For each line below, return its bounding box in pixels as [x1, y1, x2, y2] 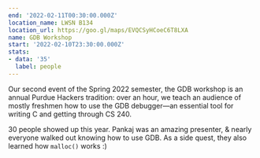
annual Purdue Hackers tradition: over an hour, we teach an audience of [8, 92, 242, 102]
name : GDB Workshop [8, 33, 72, 42]
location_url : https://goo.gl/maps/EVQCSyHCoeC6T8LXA [8, 26, 189, 34]
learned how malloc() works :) [8, 141, 108, 150]
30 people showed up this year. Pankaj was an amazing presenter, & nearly [8, 124, 252, 134]
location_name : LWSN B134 [8, 19, 93, 27]
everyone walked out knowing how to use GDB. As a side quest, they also [8, 133, 247, 142]
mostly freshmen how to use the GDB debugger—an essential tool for [8, 101, 234, 110]
